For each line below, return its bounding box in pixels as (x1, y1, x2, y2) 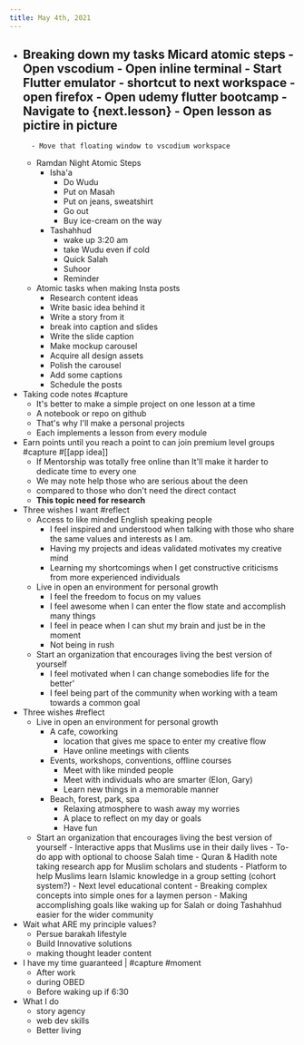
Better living (35, 1025, 82, 1036)
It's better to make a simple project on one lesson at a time (35, 398, 256, 409)
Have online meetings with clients (63, 746, 190, 757)
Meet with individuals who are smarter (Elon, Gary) (63, 775, 253, 786)
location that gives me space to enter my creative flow (63, 736, 267, 747)
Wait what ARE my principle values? (22, 919, 157, 930)
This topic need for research (35, 495, 146, 506)
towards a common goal (49, 698, 141, 708)
